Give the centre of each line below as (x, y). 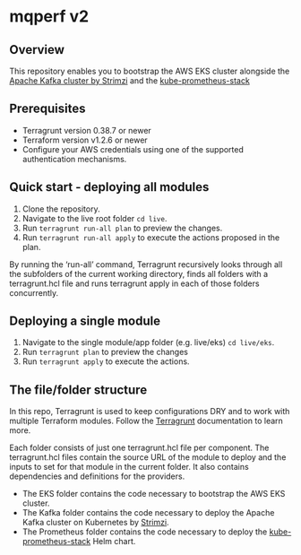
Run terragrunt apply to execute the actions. (106, 361)
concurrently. (34, 292)
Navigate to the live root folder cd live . (95, 218)
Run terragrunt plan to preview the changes (105, 352)
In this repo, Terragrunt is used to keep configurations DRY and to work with (150, 412)
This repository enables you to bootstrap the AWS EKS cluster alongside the (150, 71)
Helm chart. (114, 542)
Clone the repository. (61, 209)
